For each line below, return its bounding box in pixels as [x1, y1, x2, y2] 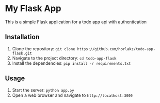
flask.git [12, 51, 32, 56]
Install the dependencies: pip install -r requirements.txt [12, 60, 131, 66]
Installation [5, 33, 40, 41]
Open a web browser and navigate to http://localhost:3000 [12, 92, 133, 98]
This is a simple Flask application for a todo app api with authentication [5, 19, 147, 25]
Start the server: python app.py [12, 87, 74, 93]
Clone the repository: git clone [12, 45, 75, 51]
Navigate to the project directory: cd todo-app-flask [12, 55, 117, 61]
